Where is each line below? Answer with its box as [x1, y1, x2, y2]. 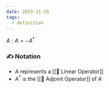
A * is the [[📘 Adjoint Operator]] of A [14, 74, 102, 82]
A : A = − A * [6, 36, 35, 45]
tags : [6, 14, 20, 20]
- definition [11, 20, 44, 26]
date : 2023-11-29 [6, 8, 49, 15]
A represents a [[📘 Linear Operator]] [14, 68, 104, 75]
